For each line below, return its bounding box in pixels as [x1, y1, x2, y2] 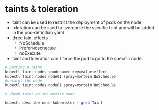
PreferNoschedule [19, 45, 56, 51]
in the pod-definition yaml [12, 30, 64, 35]
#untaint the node [5, 79, 42, 83]
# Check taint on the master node [5, 92, 75, 96]
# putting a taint [5, 64, 42, 70]
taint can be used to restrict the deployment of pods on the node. [12, 19, 143, 25]
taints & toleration [5, 3, 79, 15]
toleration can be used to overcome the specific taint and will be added [12, 24, 154, 30]
